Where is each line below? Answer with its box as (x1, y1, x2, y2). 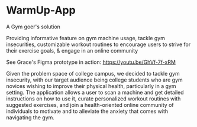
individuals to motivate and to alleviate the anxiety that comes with (6, 108, 169, 115)
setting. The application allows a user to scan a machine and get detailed (6, 89, 185, 96)
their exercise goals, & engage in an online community (6, 47, 138, 54)
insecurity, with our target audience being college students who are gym (6, 76, 183, 83)
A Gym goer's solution (6, 23, 61, 30)
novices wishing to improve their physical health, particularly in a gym (6, 82, 176, 89)
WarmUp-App (6, 4, 76, 17)
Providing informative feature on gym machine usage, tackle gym (6, 34, 166, 41)
